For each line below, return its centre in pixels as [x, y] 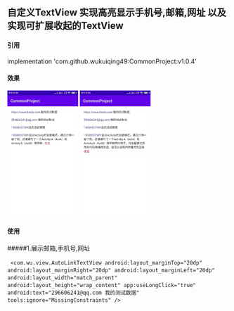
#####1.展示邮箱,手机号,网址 [49, 248]
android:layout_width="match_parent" [63, 278]
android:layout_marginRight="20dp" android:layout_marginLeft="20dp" [111, 270]
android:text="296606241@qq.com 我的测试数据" [73, 293]
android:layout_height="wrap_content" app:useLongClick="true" [102, 285]
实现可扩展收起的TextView [65, 26]
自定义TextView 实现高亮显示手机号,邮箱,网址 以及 [117, 13]
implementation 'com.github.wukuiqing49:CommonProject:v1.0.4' [102, 61]
